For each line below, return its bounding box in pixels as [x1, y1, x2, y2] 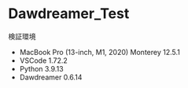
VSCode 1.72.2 [19, 56, 68, 65]
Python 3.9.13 [19, 64, 65, 73]
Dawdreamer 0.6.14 [19, 72, 83, 82]
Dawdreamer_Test [8, 5, 130, 23]
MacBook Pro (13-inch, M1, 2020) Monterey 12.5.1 [19, 47, 181, 57]
